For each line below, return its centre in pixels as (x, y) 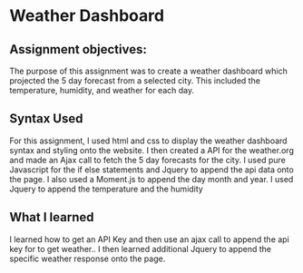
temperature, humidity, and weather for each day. (102, 90)
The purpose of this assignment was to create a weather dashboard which (148, 71)
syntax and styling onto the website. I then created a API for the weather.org (152, 150)
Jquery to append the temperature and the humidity (107, 189)
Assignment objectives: (78, 49)
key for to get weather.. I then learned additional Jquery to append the (141, 249)
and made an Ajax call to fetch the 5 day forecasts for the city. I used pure (147, 160)
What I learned (52, 217)
